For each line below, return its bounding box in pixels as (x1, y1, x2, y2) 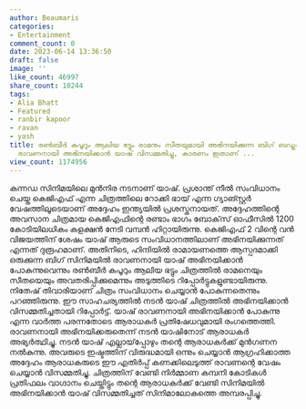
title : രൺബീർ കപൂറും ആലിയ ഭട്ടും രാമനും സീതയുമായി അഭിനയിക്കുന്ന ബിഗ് (9, 140, 275, 149)
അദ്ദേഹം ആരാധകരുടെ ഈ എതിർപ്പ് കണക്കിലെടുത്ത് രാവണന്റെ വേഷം (9, 356, 280, 367)
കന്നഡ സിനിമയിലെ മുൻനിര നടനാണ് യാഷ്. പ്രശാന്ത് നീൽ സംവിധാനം (9, 182, 280, 193)
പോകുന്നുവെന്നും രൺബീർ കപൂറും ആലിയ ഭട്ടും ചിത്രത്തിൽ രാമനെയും (9, 264, 262, 275)
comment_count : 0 (9, 38, 76, 48)
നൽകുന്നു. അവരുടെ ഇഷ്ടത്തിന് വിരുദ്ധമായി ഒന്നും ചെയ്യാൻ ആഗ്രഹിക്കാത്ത (9, 346, 291, 357)
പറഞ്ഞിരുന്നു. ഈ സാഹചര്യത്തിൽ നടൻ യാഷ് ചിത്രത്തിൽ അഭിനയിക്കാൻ (9, 295, 289, 306)
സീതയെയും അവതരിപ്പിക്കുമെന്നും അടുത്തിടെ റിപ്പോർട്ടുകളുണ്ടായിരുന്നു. (9, 274, 269, 285)
